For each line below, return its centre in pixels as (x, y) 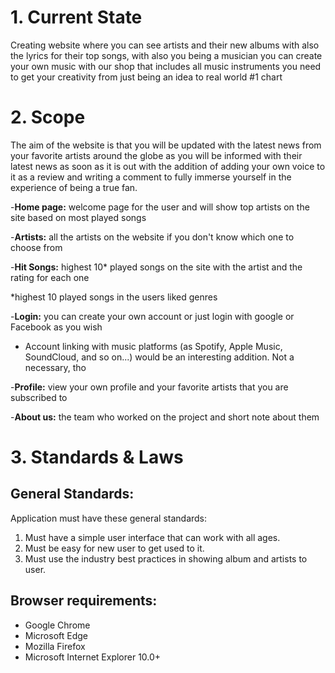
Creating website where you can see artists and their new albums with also (165, 45)
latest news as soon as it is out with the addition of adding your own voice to (168, 166)
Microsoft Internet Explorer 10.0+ (93, 657)
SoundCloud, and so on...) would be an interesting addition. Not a (159, 357)
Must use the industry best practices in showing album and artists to (166, 558)
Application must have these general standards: (109, 518)
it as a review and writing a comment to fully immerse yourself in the (151, 177)
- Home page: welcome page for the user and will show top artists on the (160, 207)
